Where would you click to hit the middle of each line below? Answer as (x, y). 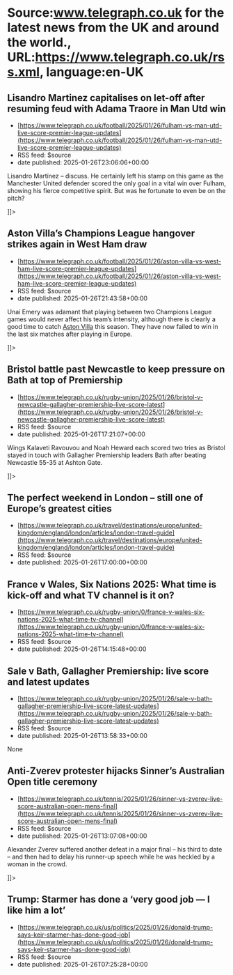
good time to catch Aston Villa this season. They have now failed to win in (113, 326)
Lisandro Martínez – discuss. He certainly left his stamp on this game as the (115, 176)
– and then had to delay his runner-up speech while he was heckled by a (111, 857)
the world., (39, 43)
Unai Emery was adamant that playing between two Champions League (110, 312)
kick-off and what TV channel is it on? (91, 595)
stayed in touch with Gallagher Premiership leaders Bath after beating (107, 455)
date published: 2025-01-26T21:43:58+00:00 (82, 298)
